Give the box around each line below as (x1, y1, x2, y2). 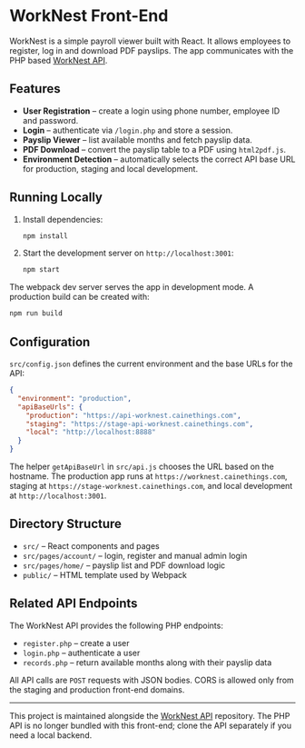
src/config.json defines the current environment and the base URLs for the (9, 358, 293, 369)
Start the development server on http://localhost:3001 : (22, 247, 234, 259)
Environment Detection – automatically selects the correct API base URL (22, 154, 296, 165)
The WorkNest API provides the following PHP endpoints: (9, 620, 224, 631)
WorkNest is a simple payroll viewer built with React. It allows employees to (9, 35, 291, 46)
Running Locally (9, 190, 103, 205)
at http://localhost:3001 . (9, 490, 107, 501)
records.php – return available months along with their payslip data (22, 656, 272, 668)
